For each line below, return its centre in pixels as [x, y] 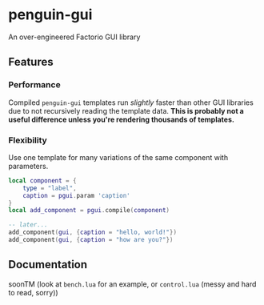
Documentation [48, 265]
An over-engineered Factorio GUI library [74, 37]
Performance [35, 85]
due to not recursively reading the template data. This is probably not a [126, 110]
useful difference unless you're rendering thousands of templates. [121, 119]
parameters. [28, 166]
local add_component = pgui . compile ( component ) [89, 211]
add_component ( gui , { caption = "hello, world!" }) [93, 233]
